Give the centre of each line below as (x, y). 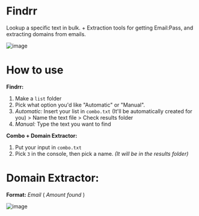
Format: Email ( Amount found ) (46, 194)
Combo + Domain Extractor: (42, 135)
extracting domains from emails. (46, 34)
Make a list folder (38, 98)
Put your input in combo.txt (48, 147)
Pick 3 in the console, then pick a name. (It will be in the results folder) (102, 153)
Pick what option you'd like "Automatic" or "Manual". (80, 105)
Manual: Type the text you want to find (63, 124)
